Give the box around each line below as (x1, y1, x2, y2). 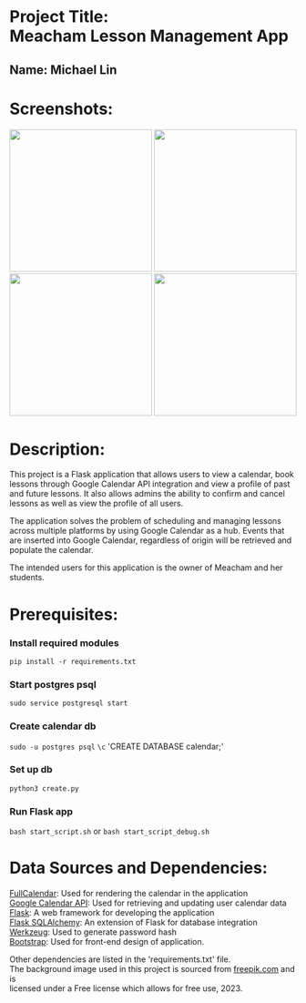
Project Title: (9, 6, 109, 27)
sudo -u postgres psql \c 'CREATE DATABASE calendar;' (9, 741, 224, 752)
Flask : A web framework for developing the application (9, 907, 215, 918)
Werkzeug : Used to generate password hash (9, 926, 178, 937)
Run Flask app (9, 804, 74, 817)
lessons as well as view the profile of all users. (9, 498, 184, 509)
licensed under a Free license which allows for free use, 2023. (9, 983, 243, 994)
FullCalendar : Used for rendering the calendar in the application (9, 888, 249, 899)
